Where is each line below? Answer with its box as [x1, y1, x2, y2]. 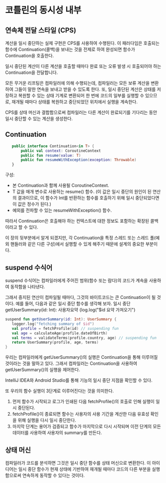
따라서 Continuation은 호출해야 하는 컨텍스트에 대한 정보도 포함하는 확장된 [5, 218, 150, 224]
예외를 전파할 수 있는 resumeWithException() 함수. [12, 208, 112, 214]
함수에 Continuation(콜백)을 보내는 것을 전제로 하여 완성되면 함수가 [5, 46, 135, 52]
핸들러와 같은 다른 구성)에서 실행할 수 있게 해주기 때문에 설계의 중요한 [10, 241, 145, 247]
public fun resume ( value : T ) [20, 153, 81, 158]
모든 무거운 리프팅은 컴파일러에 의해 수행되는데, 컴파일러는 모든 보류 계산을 [5, 80, 150, 86]
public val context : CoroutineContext [20, 148, 101, 153]
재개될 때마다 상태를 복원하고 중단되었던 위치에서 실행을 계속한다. [11, 99, 138, 105]
